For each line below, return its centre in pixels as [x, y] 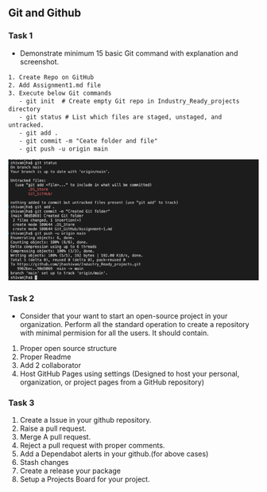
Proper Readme [45, 357]
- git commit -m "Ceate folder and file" [88, 141]
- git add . [39, 133]
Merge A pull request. [55, 437]
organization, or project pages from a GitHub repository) [112, 382]
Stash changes [44, 463]
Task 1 [21, 36]
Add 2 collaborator [50, 365]
